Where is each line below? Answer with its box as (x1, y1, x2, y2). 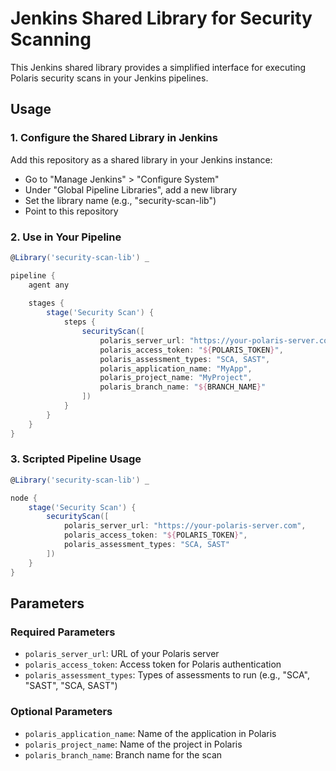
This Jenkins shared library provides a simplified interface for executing (10, 61, 307, 73)
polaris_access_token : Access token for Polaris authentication (24, 658, 282, 671)
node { (10, 493, 38, 503)
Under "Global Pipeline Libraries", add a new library (24, 183, 238, 196)
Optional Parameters (10, 705, 113, 719)
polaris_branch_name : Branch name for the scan (24, 748, 223, 761)
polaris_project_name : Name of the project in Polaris (24, 738, 243, 750)
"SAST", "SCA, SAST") (24, 680, 118, 692)
